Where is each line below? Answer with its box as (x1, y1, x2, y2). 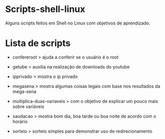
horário (12, 118, 28, 124)
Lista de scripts (5, 37, 71, 49)
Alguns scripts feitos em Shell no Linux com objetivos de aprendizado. (5, 20, 150, 26)
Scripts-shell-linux (5, 3, 85, 15)
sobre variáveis (12, 103, 44, 109)
